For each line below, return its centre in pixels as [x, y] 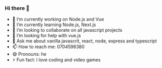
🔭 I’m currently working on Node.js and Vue [58, 19]
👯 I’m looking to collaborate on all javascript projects [67, 30]
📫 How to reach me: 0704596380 [48, 47]
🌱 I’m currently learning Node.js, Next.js [54, 25]
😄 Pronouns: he [29, 54]
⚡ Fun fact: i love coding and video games [56, 60]
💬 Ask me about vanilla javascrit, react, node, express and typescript [84, 41]
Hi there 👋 [17, 8]
